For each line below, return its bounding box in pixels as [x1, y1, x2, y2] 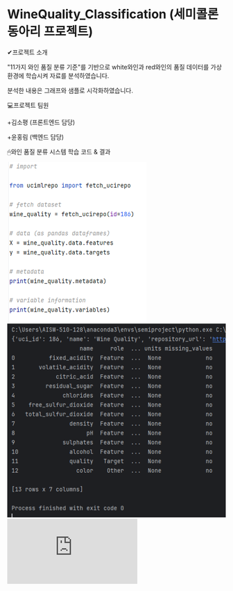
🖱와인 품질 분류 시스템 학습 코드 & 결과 [7, 147, 111, 156]
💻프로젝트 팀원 [7, 101, 49, 109]
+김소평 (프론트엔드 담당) [7, 118, 76, 126]
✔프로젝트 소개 [7, 48, 48, 56]
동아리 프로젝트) [7, 24, 94, 40]
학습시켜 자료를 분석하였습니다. [25, 71, 110, 80]
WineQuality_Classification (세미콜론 [7, 6, 219, 22]
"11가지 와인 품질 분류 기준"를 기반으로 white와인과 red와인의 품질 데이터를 [7, 63, 209, 71]
